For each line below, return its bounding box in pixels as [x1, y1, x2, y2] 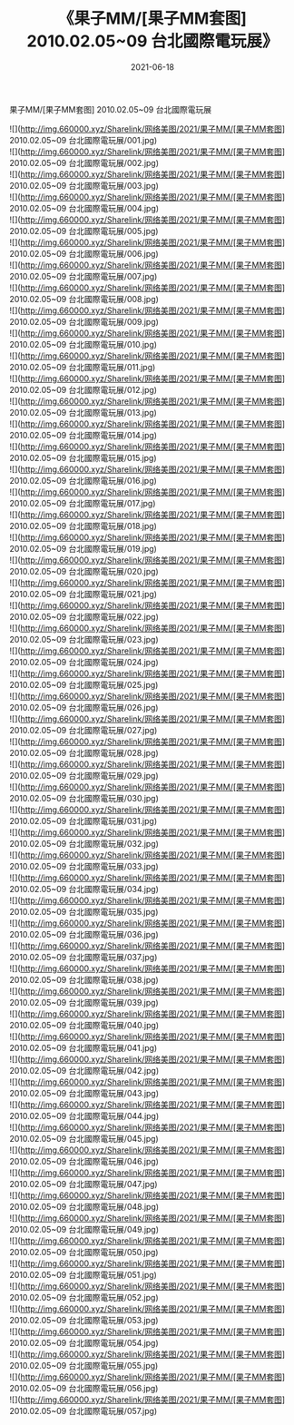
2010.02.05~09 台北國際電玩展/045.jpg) [9, 1133, 159, 1144]
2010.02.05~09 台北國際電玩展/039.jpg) [9, 997, 159, 1007]
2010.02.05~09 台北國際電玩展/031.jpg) [9, 815, 158, 826]
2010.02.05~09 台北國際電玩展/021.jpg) [9, 588, 157, 599]
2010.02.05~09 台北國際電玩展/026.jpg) [9, 702, 159, 712]
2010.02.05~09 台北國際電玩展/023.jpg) [9, 634, 159, 644]
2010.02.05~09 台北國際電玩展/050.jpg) [9, 1246, 159, 1257]
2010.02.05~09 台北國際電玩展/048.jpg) [9, 1201, 160, 1212]
